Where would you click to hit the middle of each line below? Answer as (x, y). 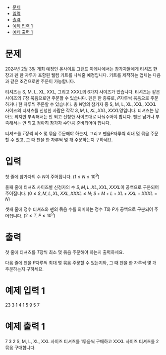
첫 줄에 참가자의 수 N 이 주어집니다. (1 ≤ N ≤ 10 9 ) (53, 176)
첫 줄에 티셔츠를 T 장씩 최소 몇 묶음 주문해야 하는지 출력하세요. (65, 252)
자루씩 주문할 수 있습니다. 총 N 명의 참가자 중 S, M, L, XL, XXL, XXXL (90, 104)
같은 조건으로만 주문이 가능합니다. (43, 81)
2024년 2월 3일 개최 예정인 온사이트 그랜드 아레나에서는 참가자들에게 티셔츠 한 (81, 69)
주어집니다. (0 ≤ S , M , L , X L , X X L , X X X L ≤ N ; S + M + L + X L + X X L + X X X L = (81, 193)
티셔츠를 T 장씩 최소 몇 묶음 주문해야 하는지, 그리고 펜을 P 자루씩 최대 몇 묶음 (77, 133)
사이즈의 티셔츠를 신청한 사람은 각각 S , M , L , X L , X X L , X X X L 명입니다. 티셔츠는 (80, 110)
